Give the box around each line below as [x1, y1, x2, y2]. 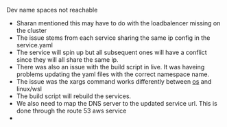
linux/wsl [16, 85, 43, 93]
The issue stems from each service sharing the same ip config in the [16, 34, 211, 42]
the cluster [16, 27, 47, 34]
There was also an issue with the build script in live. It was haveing [16, 63, 205, 71]
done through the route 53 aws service [16, 106, 127, 115]
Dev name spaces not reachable [6, 6, 98, 14]
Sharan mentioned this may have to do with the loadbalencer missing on [16, 19, 221, 27]
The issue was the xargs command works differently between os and [16, 78, 212, 85]
